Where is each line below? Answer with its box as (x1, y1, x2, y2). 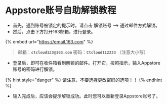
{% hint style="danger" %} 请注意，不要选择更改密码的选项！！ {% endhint (5, 77, 162, 83)
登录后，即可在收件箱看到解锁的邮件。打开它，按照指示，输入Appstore (12, 60, 161, 66)
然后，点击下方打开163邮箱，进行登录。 (12, 28, 96, 34)
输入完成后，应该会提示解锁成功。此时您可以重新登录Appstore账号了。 (12, 93, 161, 99)
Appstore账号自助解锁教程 (5, 5, 116, 16)
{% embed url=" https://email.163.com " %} (5, 38, 94, 44)
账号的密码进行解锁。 (12, 66, 57, 72)
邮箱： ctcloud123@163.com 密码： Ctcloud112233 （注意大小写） (17, 49, 148, 55)
